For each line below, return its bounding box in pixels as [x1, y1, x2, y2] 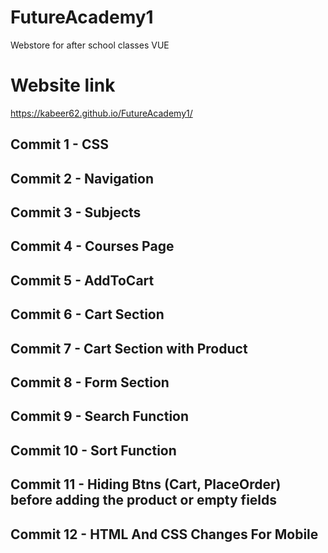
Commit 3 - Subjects [10, 204, 142, 221]
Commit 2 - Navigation [10, 170, 155, 187]
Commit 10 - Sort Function [10, 442, 177, 459]
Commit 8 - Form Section [10, 374, 170, 391]
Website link [10, 74, 116, 97]
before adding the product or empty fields [10, 492, 278, 509]
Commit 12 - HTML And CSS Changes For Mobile [10, 526, 319, 543]
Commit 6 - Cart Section [10, 306, 165, 323]
